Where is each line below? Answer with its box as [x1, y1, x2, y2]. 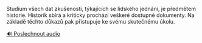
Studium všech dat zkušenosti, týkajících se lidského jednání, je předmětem [6, 5, 197, 12]
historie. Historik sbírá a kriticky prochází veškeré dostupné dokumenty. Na [6, 12, 195, 19]
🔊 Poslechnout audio [6, 30, 61, 37]
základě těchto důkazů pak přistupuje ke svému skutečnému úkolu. [6, 18, 175, 25]
